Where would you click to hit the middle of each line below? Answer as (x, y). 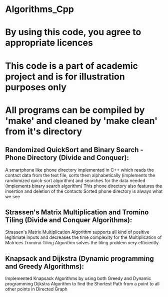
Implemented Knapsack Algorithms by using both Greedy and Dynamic (78, 278)
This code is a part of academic (72, 66)
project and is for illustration (65, 77)
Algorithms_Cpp (39, 9)
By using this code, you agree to (73, 32)
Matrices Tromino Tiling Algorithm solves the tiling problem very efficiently (82, 243)
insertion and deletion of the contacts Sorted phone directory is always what (84, 191)
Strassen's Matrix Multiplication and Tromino (77, 212)
